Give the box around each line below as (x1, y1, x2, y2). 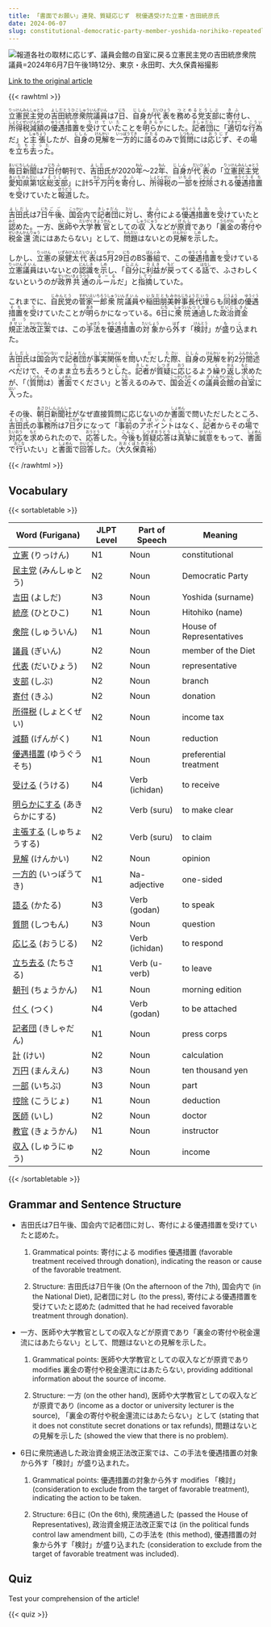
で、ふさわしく (209, 266, 259, 275)
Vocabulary (8, 483, 69, 497)
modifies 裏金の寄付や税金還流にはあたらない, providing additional (31, 1365, 253, 1374)
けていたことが (36, 308, 86, 318)
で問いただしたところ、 (185, 409, 263, 419)
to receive (181, 780, 220, 791)
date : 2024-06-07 (8, 19, 67, 27)
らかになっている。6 (93, 308, 161, 318)
